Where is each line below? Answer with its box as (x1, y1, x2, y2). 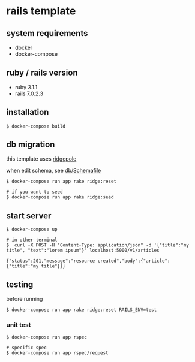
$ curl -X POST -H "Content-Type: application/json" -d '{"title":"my (6, 242, 189, 248)
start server (6, 210, 52, 221)
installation (6, 107, 49, 117)
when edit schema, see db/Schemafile (6, 167, 101, 174)
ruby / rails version (6, 68, 78, 78)
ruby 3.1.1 (14, 83, 38, 90)
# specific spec (6, 345, 47, 351)
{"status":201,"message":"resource (6, 258, 95, 264)
